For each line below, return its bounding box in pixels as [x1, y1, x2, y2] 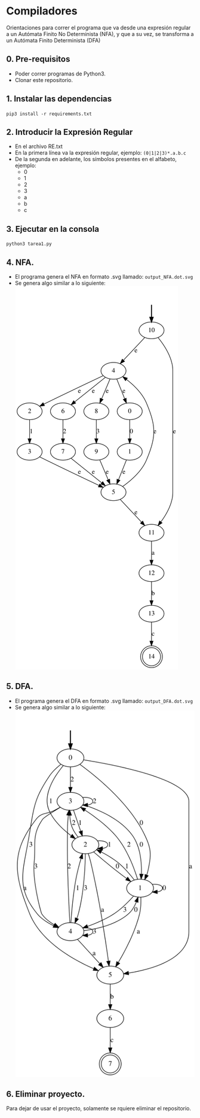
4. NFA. [6, 257, 34, 267]
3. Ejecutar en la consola [6, 223, 100, 234]
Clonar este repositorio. [14, 76, 73, 83]
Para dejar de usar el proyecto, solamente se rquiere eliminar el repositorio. [6, 1105, 192, 1112]
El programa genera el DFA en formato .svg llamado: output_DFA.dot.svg [14, 697, 193, 705]
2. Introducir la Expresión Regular [6, 127, 133, 137]
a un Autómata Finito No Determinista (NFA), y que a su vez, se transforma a [6, 30, 194, 37]
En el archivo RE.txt [14, 143, 63, 150]
